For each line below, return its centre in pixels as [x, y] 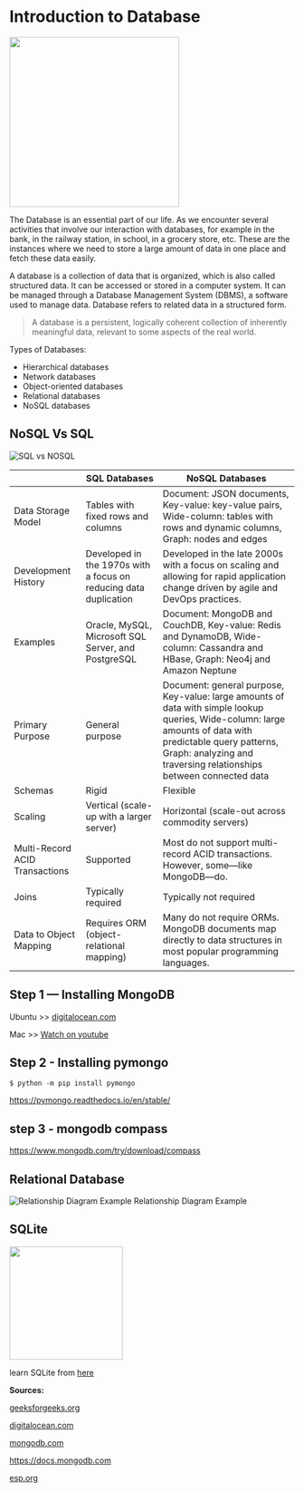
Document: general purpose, [223, 684]
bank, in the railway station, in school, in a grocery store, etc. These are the [150, 238]
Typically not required [209, 896]
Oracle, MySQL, [119, 625]
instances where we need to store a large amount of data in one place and [148, 248]
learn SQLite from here [52, 1372]
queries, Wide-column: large [224, 719]
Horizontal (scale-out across [224, 810]
